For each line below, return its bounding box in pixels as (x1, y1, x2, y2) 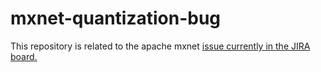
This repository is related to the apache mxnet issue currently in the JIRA (10, 40, 311, 52)
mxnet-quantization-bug (10, 7, 222, 30)
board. (10, 50, 38, 62)
